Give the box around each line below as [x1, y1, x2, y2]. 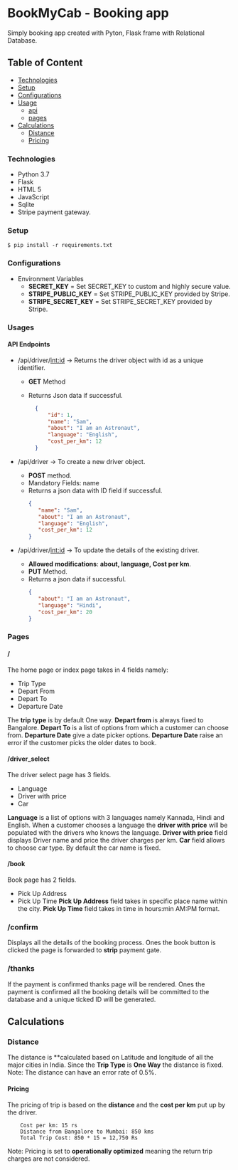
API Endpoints [7, 340, 50, 349]
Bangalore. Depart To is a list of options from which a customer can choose [7, 723, 229, 732]
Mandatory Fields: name [28, 478, 99, 487]
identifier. [17, 363, 46, 371]
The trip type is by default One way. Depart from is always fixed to [7, 715, 204, 724]
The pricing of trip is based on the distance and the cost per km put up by [7, 1100, 226, 1109]
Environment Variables [17, 274, 84, 283]
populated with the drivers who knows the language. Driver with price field [7, 828, 228, 837]
